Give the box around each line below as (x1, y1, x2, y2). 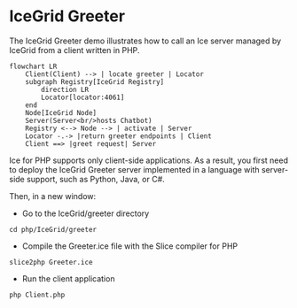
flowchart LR (9, 62, 58, 71)
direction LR (41, 85, 90, 94)
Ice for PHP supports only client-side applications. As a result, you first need (9, 155, 288, 166)
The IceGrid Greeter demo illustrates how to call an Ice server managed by (9, 35, 282, 46)
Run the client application (21, 273, 115, 284)
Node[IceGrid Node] (25, 108, 98, 117)
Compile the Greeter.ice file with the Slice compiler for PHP (21, 241, 238, 251)
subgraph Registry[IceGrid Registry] (25, 77, 165, 86)
